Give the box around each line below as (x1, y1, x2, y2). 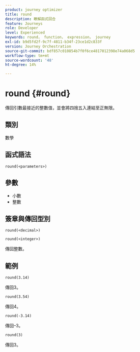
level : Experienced (5, 30, 45, 35)
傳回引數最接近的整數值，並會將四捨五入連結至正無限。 (5, 105, 117, 111)
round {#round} (5, 88, 71, 99)
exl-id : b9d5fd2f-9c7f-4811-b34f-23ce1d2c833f (5, 39, 102, 44)
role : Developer (5, 26, 38, 31)
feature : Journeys (5, 21, 43, 26)
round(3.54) (5, 294, 29, 299)
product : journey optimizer (5, 7, 63, 12)
